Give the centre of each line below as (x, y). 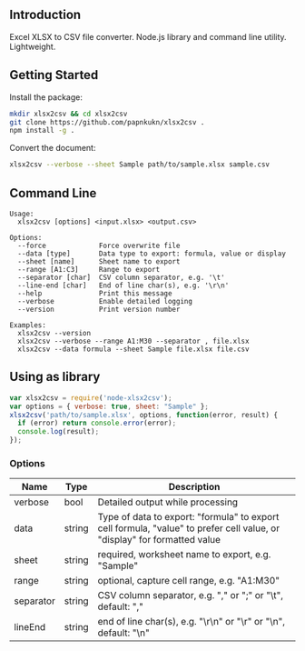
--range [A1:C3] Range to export (89, 269)
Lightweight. (33, 46)
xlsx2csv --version (54, 333)
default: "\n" (123, 633)
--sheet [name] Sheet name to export (99, 261)
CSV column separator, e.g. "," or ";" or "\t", (191, 596)
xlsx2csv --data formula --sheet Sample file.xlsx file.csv (133, 349)
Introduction (45, 15)
